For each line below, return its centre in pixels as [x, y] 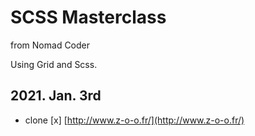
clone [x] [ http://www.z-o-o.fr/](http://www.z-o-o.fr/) [134, 120]
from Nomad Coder [50, 45]
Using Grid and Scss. [54, 64]
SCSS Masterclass [88, 17]
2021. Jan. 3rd [56, 96]
